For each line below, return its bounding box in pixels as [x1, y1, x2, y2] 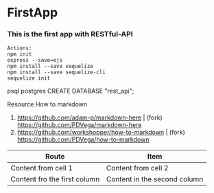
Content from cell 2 [106, 163, 169, 173]
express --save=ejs [7, 57, 63, 64]
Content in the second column [106, 174, 204, 184]
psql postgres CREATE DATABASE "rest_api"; [7, 87, 134, 95]
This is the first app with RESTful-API [7, 30, 133, 39]
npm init [7, 51, 32, 58]
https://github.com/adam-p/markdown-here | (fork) [16, 113, 163, 122]
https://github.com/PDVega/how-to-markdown [16, 135, 150, 144]
